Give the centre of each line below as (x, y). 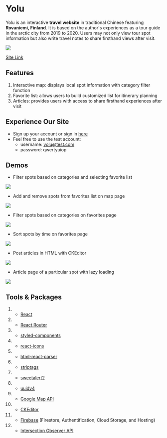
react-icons (32, 346)
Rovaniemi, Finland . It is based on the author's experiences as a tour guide (83, 27)
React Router (34, 325)
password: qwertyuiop (43, 149)
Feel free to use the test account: (47, 139)
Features (20, 73)
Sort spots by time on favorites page (50, 234)
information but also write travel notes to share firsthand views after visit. (81, 38)
